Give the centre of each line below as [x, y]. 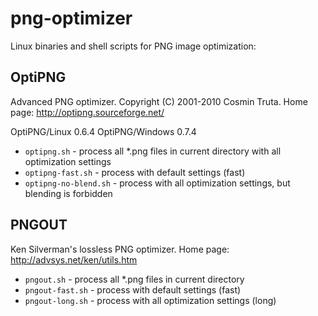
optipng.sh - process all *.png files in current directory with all [153, 151]
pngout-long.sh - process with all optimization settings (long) [150, 300]
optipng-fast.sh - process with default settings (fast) [135, 172]
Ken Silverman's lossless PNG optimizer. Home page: [120, 249]
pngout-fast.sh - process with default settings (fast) [133, 289]
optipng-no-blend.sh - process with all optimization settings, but [157, 183]
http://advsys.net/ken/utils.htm [74, 259]
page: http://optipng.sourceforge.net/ [87, 112]
